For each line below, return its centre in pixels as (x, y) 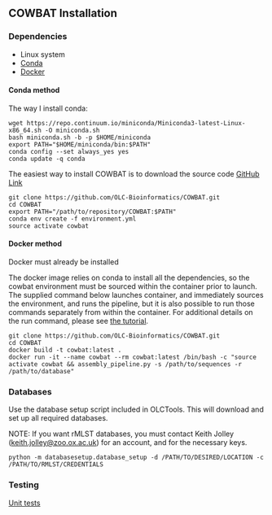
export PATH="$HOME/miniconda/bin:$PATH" (80, 144)
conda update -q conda (47, 159)
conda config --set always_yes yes (69, 151)
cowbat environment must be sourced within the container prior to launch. (133, 286)
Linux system (42, 54)
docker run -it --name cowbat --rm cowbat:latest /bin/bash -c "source (132, 357)
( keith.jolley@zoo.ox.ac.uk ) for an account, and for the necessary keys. (128, 443)
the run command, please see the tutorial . (79, 321)
